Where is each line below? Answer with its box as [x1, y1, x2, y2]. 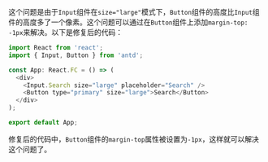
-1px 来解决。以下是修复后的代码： [8, 28, 123, 37]
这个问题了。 [8, 144, 51, 154]
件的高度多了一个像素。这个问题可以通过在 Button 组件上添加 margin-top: [8, 17, 249, 27]
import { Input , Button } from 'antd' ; [8, 51, 144, 59]
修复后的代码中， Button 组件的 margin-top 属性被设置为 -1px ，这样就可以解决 [8, 134, 260, 144]
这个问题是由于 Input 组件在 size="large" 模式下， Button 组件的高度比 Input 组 [8, 7, 260, 16]
